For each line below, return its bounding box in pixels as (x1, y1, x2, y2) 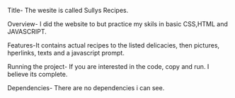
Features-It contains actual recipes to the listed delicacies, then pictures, (7, 41, 220, 49)
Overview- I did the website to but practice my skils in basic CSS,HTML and (7, 20, 229, 28)
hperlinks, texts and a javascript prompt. (7, 49, 125, 57)
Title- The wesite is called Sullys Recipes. (7, 6, 129, 14)
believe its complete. (7, 70, 68, 78)
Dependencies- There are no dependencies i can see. (7, 84, 165, 92)
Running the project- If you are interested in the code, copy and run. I (7, 62, 210, 70)
